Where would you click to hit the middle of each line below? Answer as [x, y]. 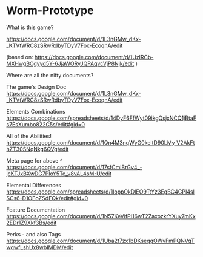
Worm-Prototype [50, 11]
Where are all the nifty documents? [50, 75]
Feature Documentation [36, 210]
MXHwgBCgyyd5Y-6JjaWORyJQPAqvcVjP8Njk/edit [70, 63]
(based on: [20, 57]
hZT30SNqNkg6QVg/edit [38, 149]
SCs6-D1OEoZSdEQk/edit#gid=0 [47, 198]
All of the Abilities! [29, 136]
